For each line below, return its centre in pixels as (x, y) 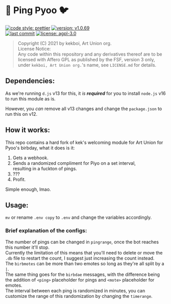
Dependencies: (30, 81)
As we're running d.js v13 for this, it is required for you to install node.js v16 (86, 93)
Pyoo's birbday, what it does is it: (40, 148)
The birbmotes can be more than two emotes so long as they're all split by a (85, 263)
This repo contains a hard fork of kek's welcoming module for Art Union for (84, 142)
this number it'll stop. (28, 247)
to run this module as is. (31, 98)
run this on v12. (21, 114)
